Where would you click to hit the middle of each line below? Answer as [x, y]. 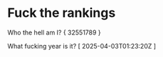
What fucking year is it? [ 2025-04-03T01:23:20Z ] [82, 46]
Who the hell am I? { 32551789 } [54, 32]
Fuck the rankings [62, 13]
